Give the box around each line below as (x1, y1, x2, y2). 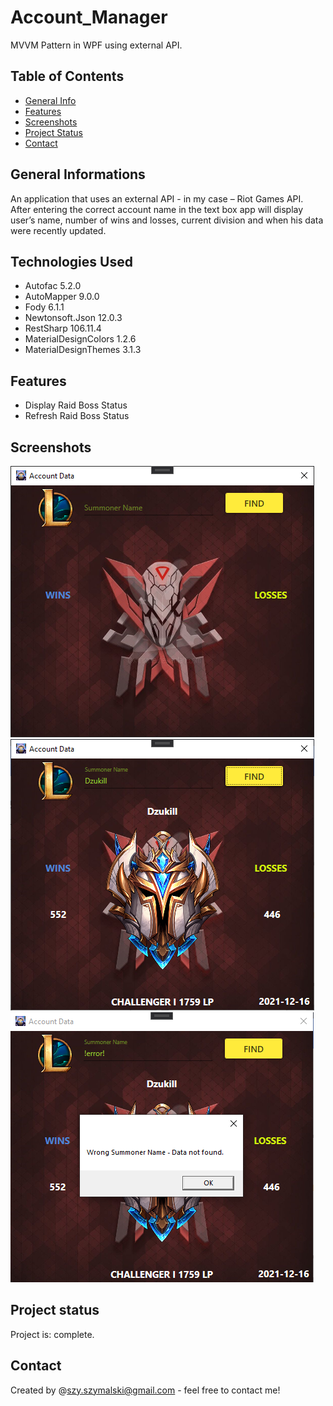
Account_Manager (10, 6, 168, 29)
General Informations (10, 166, 146, 183)
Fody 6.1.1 (24, 301, 65, 313)
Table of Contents (10, 68, 125, 85)
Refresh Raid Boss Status (24, 410, 130, 422)
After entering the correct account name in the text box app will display (10, 203, 304, 215)
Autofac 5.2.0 (24, 280, 82, 292)
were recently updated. (10, 224, 107, 236)
